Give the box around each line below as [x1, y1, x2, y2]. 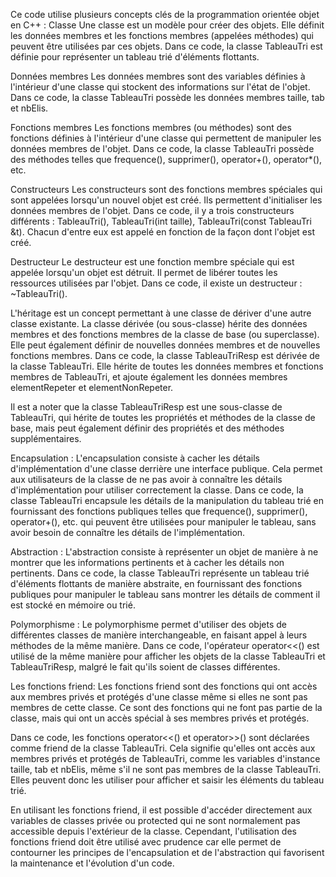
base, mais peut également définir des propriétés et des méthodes [10, 422, 285, 434]
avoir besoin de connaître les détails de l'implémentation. [10, 527, 246, 538]
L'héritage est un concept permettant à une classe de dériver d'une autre [10, 307, 312, 319]
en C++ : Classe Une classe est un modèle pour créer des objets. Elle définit [10, 19, 325, 31]
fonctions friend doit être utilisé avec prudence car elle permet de [10, 836, 282, 848]
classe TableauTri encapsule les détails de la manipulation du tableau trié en [10, 495, 324, 506]
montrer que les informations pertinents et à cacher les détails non [10, 557, 285, 568]
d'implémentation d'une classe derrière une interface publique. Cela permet [10, 463, 323, 474]
